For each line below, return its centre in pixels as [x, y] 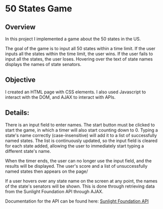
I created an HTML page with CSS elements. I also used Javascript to [76, 92]
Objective [20, 80]
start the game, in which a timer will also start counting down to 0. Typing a [81, 130]
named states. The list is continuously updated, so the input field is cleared [81, 140]
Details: [17, 113]
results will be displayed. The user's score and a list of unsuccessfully [76, 166]
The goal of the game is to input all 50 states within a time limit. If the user [80, 48]
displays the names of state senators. [43, 64]
